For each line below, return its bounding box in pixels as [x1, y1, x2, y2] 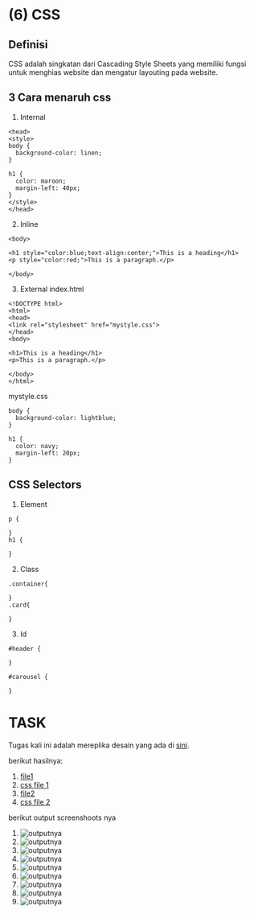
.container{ [8, 579, 48, 588]
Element [19, 499, 48, 508]
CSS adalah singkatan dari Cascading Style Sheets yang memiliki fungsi [8, 59, 247, 68]
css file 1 [19, 780, 50, 789]
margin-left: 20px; [15, 449, 81, 457]
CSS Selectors [8, 478, 82, 492]
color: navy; [15, 442, 59, 450]
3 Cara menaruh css [8, 91, 112, 105]
